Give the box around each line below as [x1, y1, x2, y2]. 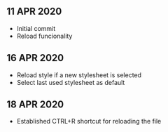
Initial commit [16, 24, 56, 32]
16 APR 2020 [6, 52, 64, 64]
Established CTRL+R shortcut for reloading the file [16, 117, 162, 126]
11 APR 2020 [6, 6, 62, 18]
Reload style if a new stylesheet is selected [16, 70, 141, 79]
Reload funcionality [16, 32, 73, 40]
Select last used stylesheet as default [16, 78, 125, 86]
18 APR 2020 [6, 98, 64, 111]
